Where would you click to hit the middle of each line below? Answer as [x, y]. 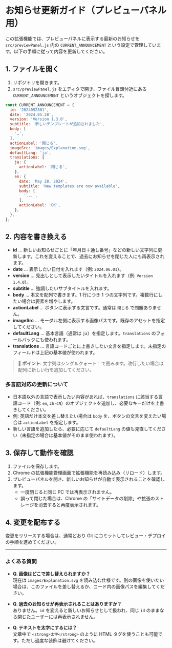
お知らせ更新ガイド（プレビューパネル [86, 11]
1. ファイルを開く [32, 69]
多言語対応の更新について [37, 384]
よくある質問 [21, 561]
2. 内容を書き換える [36, 237]
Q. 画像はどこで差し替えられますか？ [51, 574]
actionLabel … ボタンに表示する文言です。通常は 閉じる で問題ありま [85, 308]
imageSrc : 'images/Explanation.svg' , [50, 148]
